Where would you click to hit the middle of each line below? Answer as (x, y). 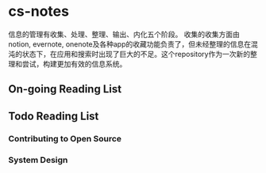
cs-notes (39, 11)
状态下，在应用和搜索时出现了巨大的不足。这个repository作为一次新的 (136, 54)
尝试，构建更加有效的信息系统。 (74, 64)
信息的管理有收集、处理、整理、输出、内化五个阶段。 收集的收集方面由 (124, 34)
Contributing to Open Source (65, 138)
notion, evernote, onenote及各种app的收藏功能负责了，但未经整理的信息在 (130, 44)
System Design (38, 160)
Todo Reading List (54, 116)
